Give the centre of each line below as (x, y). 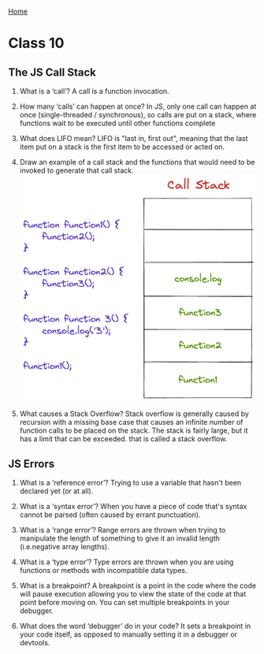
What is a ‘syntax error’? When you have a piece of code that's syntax (133, 507)
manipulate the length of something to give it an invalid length (120, 538)
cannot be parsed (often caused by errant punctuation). (110, 515)
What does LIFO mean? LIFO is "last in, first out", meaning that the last (134, 138)
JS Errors (32, 464)
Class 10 (36, 43)
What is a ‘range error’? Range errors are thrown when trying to (123, 530)
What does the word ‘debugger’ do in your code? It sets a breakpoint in (135, 626)
